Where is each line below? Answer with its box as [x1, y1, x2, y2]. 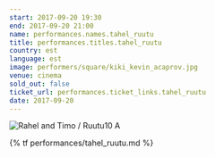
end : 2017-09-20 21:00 [9, 21, 94, 30]
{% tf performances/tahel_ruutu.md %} [9, 137, 154, 148]
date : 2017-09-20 [9, 95, 74, 105]
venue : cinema [9, 71, 63, 80]
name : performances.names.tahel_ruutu [9, 29, 154, 38]
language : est [9, 54, 63, 63]
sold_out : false [9, 79, 70, 88]
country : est [9, 46, 58, 55]
